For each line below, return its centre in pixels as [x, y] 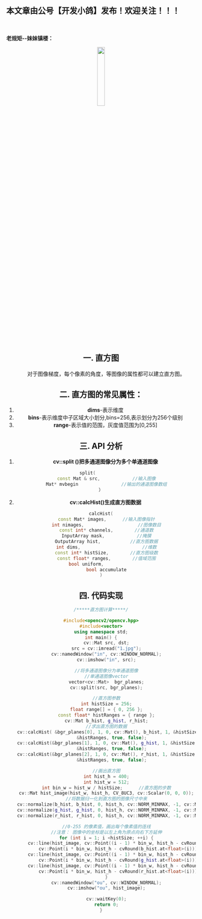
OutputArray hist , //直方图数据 [106, 542]
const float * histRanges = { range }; [106, 715]
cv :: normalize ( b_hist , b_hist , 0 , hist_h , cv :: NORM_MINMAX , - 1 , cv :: [106, 805]
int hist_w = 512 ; [106, 782]
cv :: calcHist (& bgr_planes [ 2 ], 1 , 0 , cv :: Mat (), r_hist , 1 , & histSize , [107, 754]
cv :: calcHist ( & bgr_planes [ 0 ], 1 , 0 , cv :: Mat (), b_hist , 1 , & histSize [107, 732]
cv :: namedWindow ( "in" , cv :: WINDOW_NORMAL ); [106, 654]
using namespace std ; [101, 632]
